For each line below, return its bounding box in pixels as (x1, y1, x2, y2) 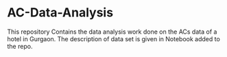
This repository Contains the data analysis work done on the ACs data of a (7, 27, 217, 36)
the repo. (7, 42, 33, 50)
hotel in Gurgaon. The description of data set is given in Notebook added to (7, 34, 221, 43)
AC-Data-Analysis (7, 5, 114, 21)
